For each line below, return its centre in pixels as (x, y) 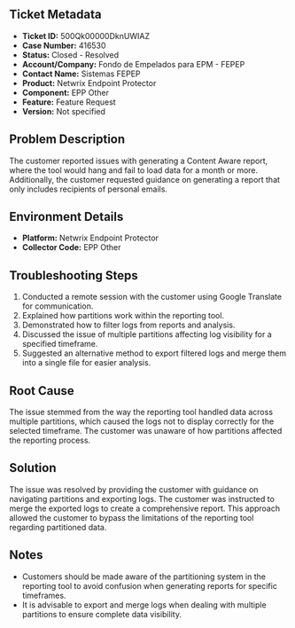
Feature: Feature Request (69, 102)
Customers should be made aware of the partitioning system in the (144, 577)
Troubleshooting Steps (74, 275)
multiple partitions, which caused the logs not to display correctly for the (142, 421)
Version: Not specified (64, 111)
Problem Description (67, 140)
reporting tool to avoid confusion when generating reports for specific (149, 585)
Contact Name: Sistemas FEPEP (81, 74)
